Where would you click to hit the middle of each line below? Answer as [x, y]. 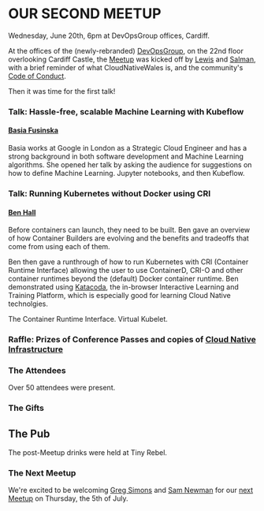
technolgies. [28, 304]
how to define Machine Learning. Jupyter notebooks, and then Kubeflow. [126, 173]
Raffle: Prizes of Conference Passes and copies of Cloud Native [132, 340]
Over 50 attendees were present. [62, 388]
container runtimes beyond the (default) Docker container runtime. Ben [123, 279]
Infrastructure [36, 349]
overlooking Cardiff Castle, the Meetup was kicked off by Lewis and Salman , [132, 59]
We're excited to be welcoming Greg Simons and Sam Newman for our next [131, 490]
